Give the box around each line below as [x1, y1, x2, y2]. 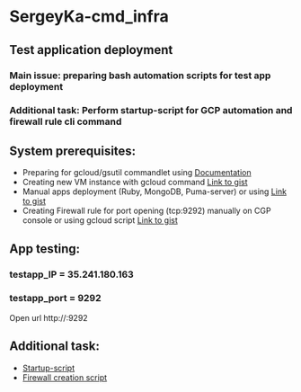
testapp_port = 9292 [9, 292, 102, 305]
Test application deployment [9, 42, 173, 58]
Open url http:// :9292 [9, 312, 88, 323]
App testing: [9, 241, 81, 256]
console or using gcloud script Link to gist [22, 215, 178, 226]
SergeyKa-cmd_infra [9, 6, 169, 27]
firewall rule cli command [9, 115, 122, 128]
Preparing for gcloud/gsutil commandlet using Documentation [22, 167, 252, 178]
